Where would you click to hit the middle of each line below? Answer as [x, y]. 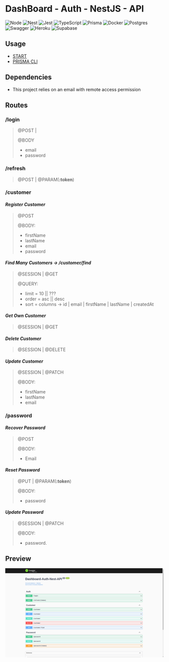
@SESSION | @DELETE [42, 350]
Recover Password [25, 428]
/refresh [16, 168]
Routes [17, 105]
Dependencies [28, 77]
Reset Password [23, 470]
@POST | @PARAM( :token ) [46, 179]
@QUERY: [28, 284]
